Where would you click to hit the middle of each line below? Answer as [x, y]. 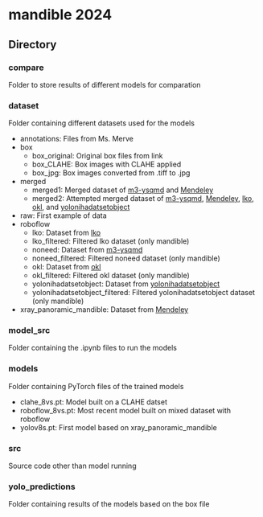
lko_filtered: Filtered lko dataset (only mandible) [111, 241]
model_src [29, 330]
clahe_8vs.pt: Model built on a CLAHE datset [93, 402]
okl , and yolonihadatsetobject [81, 207]
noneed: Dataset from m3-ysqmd [87, 250]
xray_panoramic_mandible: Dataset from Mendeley [104, 310]
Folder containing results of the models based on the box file [109, 504]
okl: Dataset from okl [66, 267]
